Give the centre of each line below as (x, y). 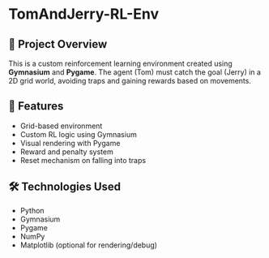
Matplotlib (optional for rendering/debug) (89, 245)
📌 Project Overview (58, 44)
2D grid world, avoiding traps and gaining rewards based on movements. (130, 81)
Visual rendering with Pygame (70, 143)
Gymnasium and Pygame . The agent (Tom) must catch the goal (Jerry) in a (135, 72)
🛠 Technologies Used (65, 187)
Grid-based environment (61, 126)
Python (32, 210)
